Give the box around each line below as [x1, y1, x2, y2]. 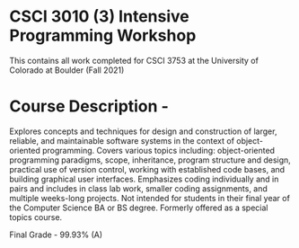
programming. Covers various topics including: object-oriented [41, 145, 276, 155]
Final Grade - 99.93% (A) [9, 229, 103, 240]
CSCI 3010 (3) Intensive [9, 6, 190, 27]
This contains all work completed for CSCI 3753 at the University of [9, 55, 259, 66]
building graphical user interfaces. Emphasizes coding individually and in [9, 173, 279, 184]
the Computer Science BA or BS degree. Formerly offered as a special [9, 202, 268, 213]
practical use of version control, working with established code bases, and [9, 164, 286, 174]
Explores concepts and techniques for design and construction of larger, [9, 126, 277, 137]
